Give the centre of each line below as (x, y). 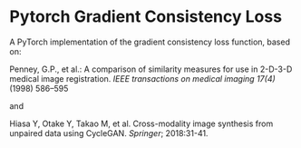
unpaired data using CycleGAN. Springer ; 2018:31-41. (109, 133)
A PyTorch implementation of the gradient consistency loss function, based (150, 42)
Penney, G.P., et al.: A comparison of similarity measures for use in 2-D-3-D (151, 69)
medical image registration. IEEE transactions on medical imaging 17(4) (143, 78)
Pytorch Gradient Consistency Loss (146, 17)
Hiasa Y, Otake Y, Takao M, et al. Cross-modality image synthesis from (141, 123)
